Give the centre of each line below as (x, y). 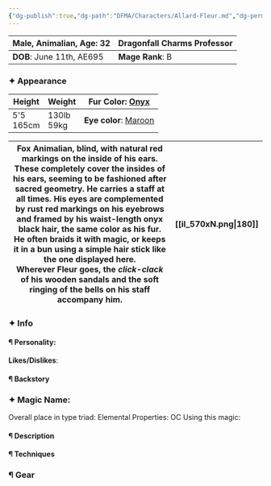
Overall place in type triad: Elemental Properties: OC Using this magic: (125, 417)
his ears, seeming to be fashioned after (90, 178)
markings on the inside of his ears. (90, 158)
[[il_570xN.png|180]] (217, 224)
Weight (62, 102)
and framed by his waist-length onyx (90, 218)
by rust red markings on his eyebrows (90, 209)
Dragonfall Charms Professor (175, 43)
